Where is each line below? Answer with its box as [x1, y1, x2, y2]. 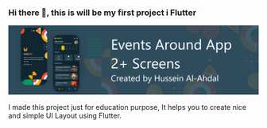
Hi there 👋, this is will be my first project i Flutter [8, 7, 197, 18]
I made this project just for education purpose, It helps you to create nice [8, 102, 247, 111]
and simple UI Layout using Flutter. [8, 111, 122, 120]
